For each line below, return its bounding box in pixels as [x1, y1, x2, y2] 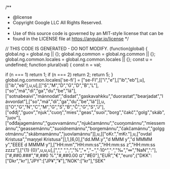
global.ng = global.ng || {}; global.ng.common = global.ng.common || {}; [5, 51, 156, 57]
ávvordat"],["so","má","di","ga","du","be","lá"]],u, [5, 98, 106, 105]
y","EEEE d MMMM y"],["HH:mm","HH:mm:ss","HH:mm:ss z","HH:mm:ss [5, 142, 156, 148]
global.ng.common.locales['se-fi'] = [5, 77, 80, 83]
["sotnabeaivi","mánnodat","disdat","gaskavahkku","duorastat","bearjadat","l [5, 93, 163, 99]
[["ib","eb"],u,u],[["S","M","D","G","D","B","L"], [5, 82, 99, 88]
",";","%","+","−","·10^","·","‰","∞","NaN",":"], [63, 147, 157, 153]
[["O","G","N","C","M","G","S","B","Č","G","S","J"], [5, 104, 105, 110]
